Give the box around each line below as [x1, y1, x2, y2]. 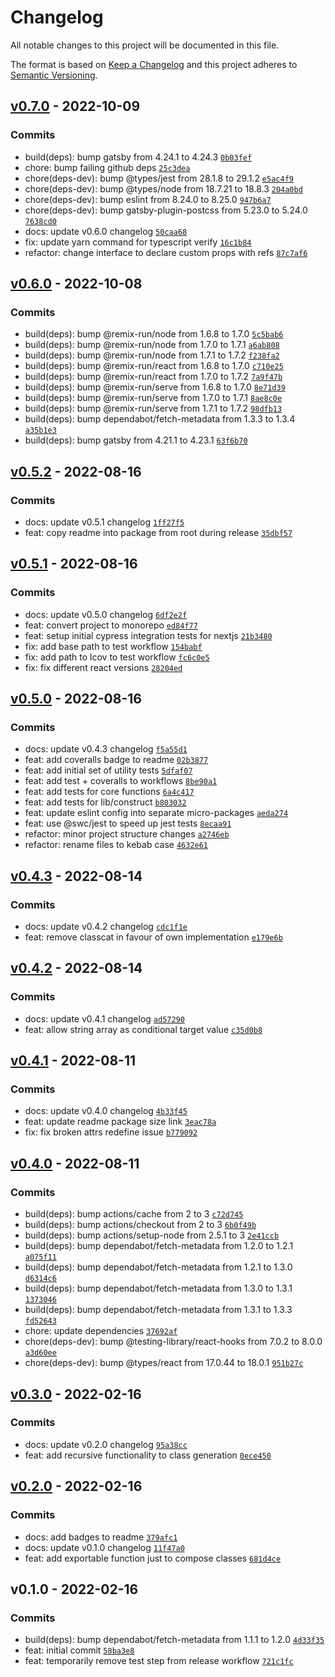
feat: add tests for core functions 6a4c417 [24, 786, 195, 798]
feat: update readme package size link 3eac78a [24, 1116, 217, 1128]
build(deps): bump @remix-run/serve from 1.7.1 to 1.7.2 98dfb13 [24, 402, 283, 415]
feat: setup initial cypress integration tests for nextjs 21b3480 [24, 629, 273, 641]
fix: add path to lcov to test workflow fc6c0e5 [24, 651, 210, 663]
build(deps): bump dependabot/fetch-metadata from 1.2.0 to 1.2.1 [24, 1240, 294, 1252]
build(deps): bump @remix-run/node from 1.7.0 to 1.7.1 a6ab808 [24, 339, 280, 351]
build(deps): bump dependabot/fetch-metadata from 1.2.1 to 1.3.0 [24, 1261, 293, 1273]
